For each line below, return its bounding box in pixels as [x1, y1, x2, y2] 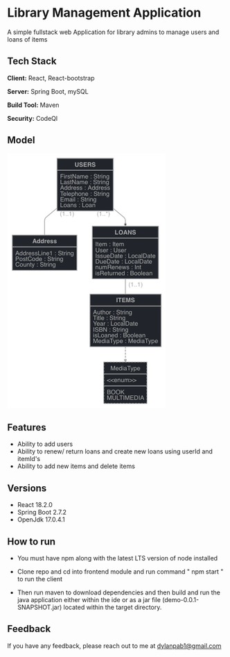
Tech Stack [7, 56, 57, 67]
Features [7, 422, 46, 433]
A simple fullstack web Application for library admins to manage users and [7, 28, 220, 36]
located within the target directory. [63, 603, 162, 611]
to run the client [17, 575, 63, 583]
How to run [7, 535, 56, 547]
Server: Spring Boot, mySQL [7, 87, 89, 95]
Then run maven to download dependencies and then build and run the [17, 588, 220, 597]
